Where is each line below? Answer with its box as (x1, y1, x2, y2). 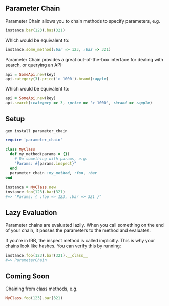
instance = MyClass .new (5, 185, 56, 190)
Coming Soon (5, 272, 50, 281)
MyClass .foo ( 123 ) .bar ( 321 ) (5, 295, 63, 300)
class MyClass (5, 147, 36, 152)
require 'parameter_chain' (5, 137, 63, 142)
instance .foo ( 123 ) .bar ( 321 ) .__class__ (5, 253, 88, 258)
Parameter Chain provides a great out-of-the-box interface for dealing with (5, 56, 164, 62)
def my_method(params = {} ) (10, 151, 70, 156)
